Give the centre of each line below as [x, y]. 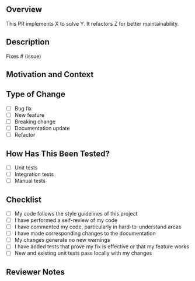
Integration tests [34, 174]
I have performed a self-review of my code [66, 220]
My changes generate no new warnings [62, 240]
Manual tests [30, 181]
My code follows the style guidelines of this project [76, 213]
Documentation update [42, 129]
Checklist [24, 200]
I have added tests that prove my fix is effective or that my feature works [102, 247]
